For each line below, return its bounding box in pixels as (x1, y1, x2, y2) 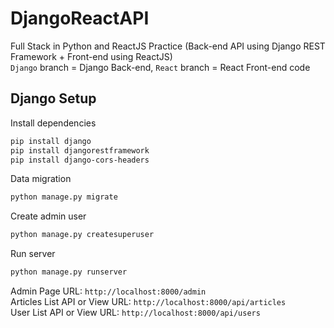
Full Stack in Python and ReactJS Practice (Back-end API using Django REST (10, 40, 326, 52)
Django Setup (10, 90, 97, 107)
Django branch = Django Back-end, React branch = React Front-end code (10, 61, 311, 73)
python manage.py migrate (10, 192, 118, 202)
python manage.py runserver (10, 267, 128, 277)
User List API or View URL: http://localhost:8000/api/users (10, 307, 261, 318)
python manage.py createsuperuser (10, 230, 155, 240)
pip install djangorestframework (10, 145, 150, 156)
